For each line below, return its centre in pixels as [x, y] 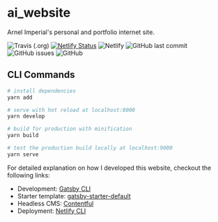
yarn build [23, 136]
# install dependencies [42, 91]
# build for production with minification [70, 129]
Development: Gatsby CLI [54, 189]
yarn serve [23, 154]
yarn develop [26, 116]
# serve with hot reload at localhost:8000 [71, 110]
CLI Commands [41, 75]
